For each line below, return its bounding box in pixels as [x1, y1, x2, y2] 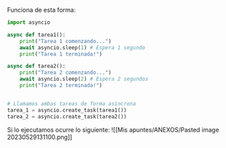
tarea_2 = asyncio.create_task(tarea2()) [7, 113, 127, 120]
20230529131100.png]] [7, 133, 73, 141]
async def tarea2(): [7, 63, 66, 70]
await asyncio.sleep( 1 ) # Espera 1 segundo [19, 44, 146, 51]
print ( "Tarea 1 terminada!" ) [19, 51, 103, 58]
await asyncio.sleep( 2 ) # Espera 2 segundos [19, 75, 149, 83]
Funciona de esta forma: [7, 6, 76, 14]
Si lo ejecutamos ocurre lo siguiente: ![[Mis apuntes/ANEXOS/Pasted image [7, 125, 219, 134]
